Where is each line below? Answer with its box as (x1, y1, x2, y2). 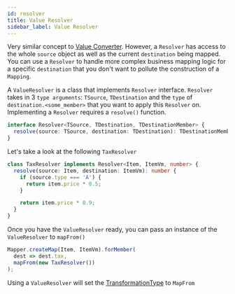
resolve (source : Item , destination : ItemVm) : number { (13, 167, 177, 174)
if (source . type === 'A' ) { (20, 174, 101, 181)
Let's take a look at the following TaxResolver (7, 148, 137, 155)
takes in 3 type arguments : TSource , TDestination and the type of (7, 93, 193, 101)
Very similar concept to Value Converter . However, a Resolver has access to (7, 43, 226, 51)
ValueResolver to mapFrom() (7, 232, 86, 241)
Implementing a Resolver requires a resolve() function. (7, 108, 166, 116)
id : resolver (7, 10, 45, 17)
